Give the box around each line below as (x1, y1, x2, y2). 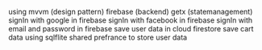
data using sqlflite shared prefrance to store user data (8, 32, 188, 42)
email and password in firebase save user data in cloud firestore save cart (8, 24, 254, 33)
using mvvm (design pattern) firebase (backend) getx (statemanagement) (8, 7, 253, 16)
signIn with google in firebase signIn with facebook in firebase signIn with (8, 15, 253, 25)
